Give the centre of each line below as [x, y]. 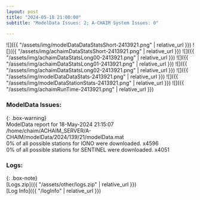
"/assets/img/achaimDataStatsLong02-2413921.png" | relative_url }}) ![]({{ [97, 70]
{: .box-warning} [26, 118]
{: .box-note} [22, 178]
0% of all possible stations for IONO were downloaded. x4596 [83, 143]
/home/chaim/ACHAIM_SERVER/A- [49, 130]
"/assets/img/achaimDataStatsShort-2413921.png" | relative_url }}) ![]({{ [106, 51]
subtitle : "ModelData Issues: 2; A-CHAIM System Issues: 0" [83, 23]
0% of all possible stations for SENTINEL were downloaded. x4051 [88, 149]
